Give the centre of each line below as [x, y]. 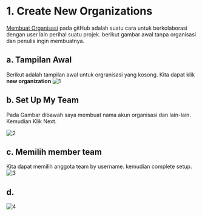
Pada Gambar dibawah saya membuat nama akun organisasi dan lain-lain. [99, 115]
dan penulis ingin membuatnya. [45, 41]
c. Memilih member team [54, 152]
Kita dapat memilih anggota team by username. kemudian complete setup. [99, 167]
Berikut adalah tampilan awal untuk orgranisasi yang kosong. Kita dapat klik [101, 75]
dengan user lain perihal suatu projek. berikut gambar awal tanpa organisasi [101, 34]
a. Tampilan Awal [39, 60]
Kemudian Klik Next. [32, 121]
